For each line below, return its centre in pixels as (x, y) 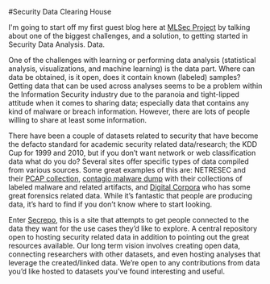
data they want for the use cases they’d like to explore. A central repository (133, 228)
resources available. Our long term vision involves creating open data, (124, 246)
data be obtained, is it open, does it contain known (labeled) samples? (125, 77)
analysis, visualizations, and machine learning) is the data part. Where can (132, 69)
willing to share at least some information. (78, 120)
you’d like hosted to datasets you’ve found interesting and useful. (117, 271)
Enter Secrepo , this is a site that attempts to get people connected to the (129, 220)
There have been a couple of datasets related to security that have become (133, 136)
